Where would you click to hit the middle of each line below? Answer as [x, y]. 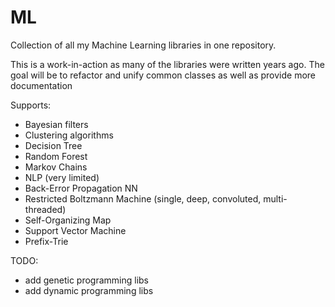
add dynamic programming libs [89, 290]
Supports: [31, 105]
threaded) [45, 209]
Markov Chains [56, 167]
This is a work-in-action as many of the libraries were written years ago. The [167, 64]
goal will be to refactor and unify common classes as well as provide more [163, 75]
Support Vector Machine [75, 230]
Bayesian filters [56, 124]
